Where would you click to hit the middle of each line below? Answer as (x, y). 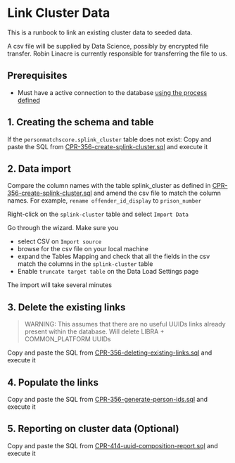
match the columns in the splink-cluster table (85, 264)
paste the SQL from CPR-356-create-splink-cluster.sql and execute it (108, 146)
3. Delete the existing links (66, 307)
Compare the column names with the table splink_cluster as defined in (109, 186)
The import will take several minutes (60, 285)
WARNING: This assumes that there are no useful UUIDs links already (125, 324)
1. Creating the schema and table (81, 122)
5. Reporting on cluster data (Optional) (93, 429)
